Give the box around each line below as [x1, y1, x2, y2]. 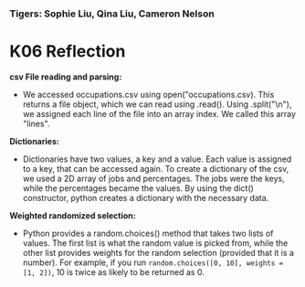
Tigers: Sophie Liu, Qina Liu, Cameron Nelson [9, 7, 215, 20]
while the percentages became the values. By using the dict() [22, 182, 254, 194]
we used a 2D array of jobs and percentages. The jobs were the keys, [22, 173, 285, 184]
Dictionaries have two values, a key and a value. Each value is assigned [22, 154, 292, 165]
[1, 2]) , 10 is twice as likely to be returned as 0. [22, 266, 205, 277]
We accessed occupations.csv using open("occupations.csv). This [22, 89, 275, 100]
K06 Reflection [9, 41, 126, 62]
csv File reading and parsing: [9, 71, 122, 82]
